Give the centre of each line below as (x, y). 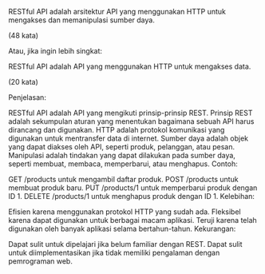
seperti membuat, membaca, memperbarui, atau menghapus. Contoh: (123, 164)
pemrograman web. (41, 261)
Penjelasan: (27, 97)
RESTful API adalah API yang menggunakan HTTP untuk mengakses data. (130, 66)
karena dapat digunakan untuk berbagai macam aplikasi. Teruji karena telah (132, 220)
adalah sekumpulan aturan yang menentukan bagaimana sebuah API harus (131, 121)
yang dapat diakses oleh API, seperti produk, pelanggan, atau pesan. (122, 147)
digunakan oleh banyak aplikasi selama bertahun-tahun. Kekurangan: (122, 228)
